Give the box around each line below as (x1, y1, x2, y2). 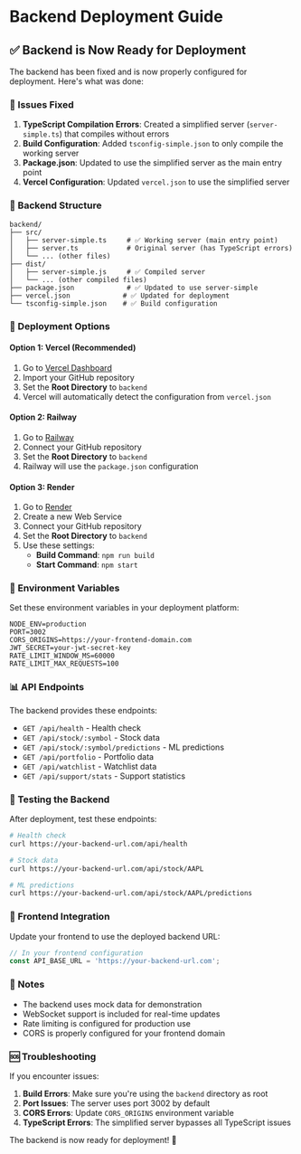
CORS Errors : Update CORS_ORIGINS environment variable (22, 1107, 235, 1118)
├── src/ (9, 228, 42, 237)
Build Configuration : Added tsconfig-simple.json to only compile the (22, 138, 284, 149)
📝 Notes (9, 979, 45, 991)
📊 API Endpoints (9, 681, 85, 694)
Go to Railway (22, 431, 74, 442)
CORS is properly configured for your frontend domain (22, 1027, 226, 1038)
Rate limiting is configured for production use (22, 1017, 192, 1028)
